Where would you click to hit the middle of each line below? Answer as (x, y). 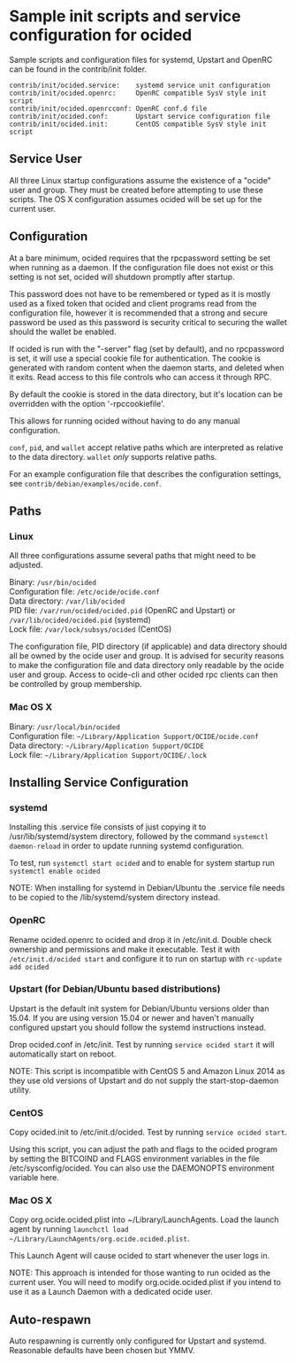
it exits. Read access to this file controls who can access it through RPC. (140, 377)
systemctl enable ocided (55, 872)
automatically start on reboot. (63, 1054)
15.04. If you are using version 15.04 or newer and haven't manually (132, 1017)
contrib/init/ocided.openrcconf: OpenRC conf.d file (108, 108)
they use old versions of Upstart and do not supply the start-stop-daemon (144, 1080)
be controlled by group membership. (76, 684)
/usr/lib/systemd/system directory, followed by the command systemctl (139, 837)
